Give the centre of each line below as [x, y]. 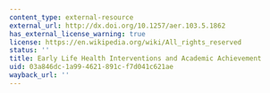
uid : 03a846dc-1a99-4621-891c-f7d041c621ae [92, 67]
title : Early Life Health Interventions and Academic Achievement [135, 58]
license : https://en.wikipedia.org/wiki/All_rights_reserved [126, 42]
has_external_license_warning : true [77, 34]
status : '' [30, 50]
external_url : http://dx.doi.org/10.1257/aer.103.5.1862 [118, 26]
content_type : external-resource [72, 17]
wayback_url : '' [39, 75]
